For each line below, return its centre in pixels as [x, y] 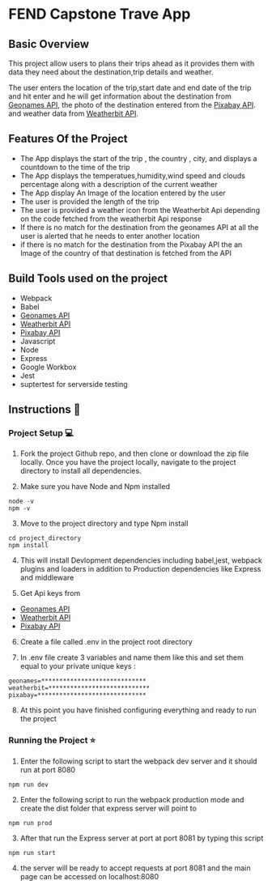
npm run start [32, 853]
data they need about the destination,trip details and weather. [111, 72]
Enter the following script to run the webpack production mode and [132, 799]
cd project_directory [45, 538]
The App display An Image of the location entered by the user [123, 193]
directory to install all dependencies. [81, 471]
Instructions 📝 [45, 410]
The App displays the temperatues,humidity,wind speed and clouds [132, 176]
